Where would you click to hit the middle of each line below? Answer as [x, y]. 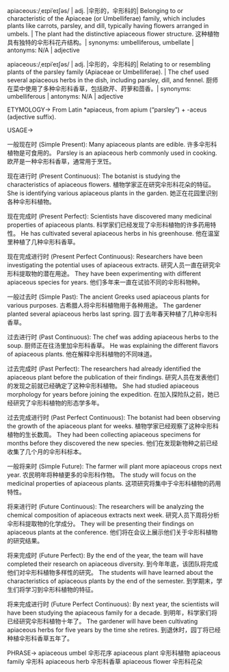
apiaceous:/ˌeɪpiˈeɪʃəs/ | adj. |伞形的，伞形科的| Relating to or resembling [109, 64]
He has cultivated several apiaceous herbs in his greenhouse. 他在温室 [120, 233]
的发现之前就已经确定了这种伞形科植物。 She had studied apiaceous [103, 386]
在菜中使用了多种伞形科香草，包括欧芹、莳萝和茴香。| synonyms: [99, 89]
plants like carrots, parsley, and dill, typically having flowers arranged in [108, 26]
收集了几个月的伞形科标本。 [46, 452]
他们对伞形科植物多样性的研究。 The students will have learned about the [110, 572]
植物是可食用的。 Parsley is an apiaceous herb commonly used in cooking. [112, 153]
